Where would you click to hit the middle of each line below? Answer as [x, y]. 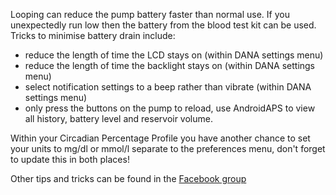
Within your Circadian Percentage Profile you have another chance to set [160, 138]
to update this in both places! [70, 159]
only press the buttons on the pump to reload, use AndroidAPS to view [170, 108]
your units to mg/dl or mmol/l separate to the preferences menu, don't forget [168, 148]
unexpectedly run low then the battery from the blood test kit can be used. [163, 25]
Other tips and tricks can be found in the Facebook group [128, 178]
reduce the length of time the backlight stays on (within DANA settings [170, 65]
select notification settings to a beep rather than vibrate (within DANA [168, 87]
